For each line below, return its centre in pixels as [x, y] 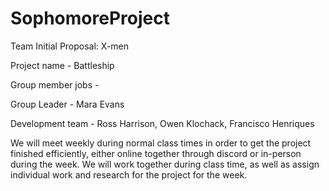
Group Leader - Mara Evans [67, 104]
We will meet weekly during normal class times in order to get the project [161, 143]
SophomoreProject [90, 18]
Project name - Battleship [62, 65]
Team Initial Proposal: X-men [70, 46]
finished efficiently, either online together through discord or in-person [156, 153]
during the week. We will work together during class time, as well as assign [165, 164]
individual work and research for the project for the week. [129, 174]
